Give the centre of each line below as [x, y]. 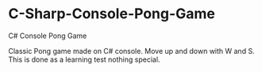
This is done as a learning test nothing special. [84, 59]
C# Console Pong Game [48, 36]
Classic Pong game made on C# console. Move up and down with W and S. [132, 51]
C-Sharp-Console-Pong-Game [112, 14]
